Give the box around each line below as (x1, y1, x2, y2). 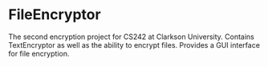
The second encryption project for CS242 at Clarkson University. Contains (8, 32, 255, 41)
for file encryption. (8, 49, 70, 58)
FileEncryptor (8, 6, 102, 24)
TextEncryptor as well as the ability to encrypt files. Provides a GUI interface (8, 40, 261, 49)
